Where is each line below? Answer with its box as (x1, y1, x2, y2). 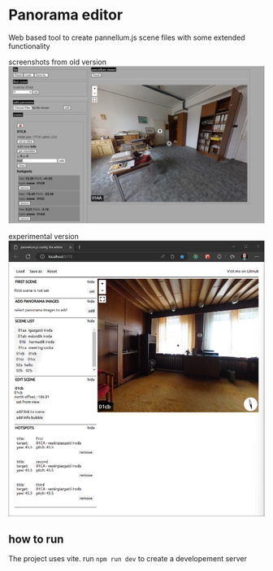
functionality (8, 41, 50, 50)
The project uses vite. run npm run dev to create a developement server (8, 553, 248, 563)
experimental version (8, 232, 80, 242)
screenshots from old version (8, 57, 107, 67)
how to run (8, 532, 64, 546)
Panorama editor (8, 6, 123, 24)
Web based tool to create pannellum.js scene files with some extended (8, 33, 245, 42)
